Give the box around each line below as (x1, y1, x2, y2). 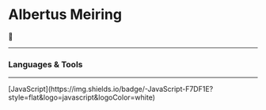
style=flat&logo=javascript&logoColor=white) (8, 93, 156, 102)
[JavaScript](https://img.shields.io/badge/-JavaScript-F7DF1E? (8, 85, 214, 94)
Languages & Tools (8, 59, 83, 70)
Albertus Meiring (8, 6, 123, 24)
